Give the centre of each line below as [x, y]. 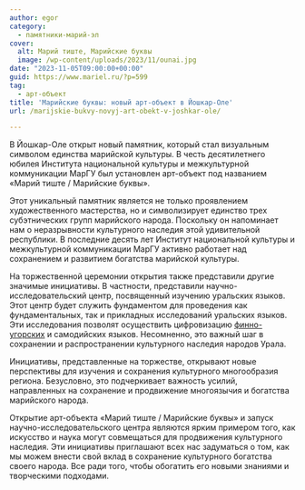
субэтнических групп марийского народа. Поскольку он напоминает [144, 220]
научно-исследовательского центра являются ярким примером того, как [152, 427]
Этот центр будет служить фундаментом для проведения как [128, 305]
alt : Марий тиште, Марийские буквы [85, 52]
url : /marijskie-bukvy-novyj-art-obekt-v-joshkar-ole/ [115, 111]
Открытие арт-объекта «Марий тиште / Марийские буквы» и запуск [142, 418]
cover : [22, 43]
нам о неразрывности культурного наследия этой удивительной [135, 230]
